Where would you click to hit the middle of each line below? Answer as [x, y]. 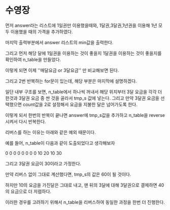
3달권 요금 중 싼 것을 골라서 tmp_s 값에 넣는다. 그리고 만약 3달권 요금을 [89, 98]
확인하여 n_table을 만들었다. [33, 59]
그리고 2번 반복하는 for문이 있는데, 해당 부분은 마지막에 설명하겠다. [71, 81]
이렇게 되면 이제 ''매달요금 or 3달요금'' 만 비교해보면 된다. [62, 70]
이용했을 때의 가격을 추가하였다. [42, 31]
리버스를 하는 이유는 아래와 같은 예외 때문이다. [51, 132]
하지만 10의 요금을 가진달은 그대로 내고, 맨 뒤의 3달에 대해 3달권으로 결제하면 [81, 185]
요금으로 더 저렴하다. [31, 191]
